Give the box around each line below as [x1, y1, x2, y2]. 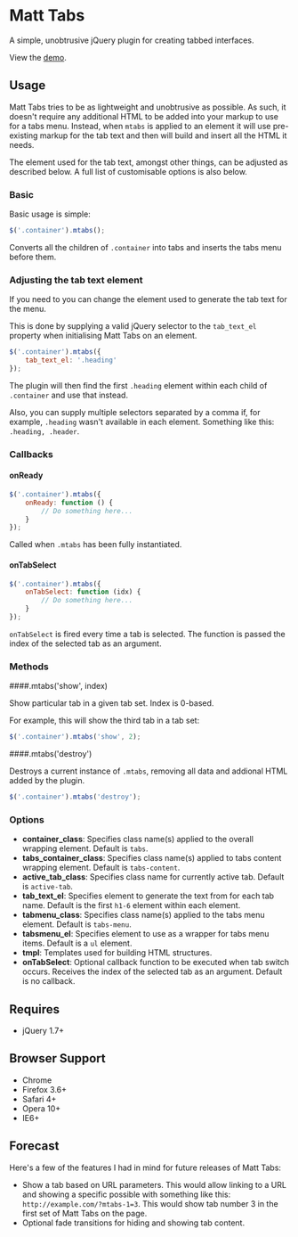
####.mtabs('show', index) [9, 681, 109, 692]
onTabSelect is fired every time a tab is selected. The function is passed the [9, 628, 286, 639]
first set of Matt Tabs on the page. [21, 1208, 148, 1218]
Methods [9, 660, 49, 673]
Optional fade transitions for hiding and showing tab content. [21, 1217, 246, 1228]
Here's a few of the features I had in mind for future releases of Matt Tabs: [9, 1162, 282, 1173]
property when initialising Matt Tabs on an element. [9, 331, 197, 341]
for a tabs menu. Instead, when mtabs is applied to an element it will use [9, 120, 271, 131]
